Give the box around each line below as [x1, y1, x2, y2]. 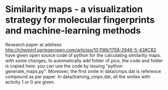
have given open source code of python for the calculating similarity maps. [5, 52, 161, 58]
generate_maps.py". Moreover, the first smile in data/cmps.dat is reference [5, 68, 161, 74]
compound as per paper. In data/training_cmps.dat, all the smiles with [5, 73, 150, 79]
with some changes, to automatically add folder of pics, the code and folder [5, 57, 163, 63]
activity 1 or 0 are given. [5, 79, 55, 85]
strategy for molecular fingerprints [5, 14, 155, 26]
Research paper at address [5, 41, 62, 47]
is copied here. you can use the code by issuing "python [5, 63, 123, 69]
